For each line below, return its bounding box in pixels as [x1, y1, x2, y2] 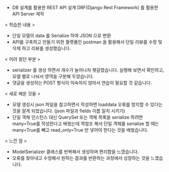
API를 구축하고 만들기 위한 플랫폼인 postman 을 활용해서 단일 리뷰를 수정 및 [12, 39, 162, 45]
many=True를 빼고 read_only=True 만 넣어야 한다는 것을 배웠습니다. [12, 127, 149, 133]
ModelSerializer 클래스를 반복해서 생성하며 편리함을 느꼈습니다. [12, 149, 139, 155]
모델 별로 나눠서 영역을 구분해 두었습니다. [12, 73, 94, 79]
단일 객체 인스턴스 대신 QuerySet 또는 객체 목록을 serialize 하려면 [12, 114, 143, 120]
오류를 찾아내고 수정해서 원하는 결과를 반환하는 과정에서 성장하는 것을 [12, 155, 150, 161]
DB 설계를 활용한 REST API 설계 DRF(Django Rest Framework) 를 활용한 [12, 5, 158, 10]
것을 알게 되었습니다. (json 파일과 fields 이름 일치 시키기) [12, 108, 125, 114]
